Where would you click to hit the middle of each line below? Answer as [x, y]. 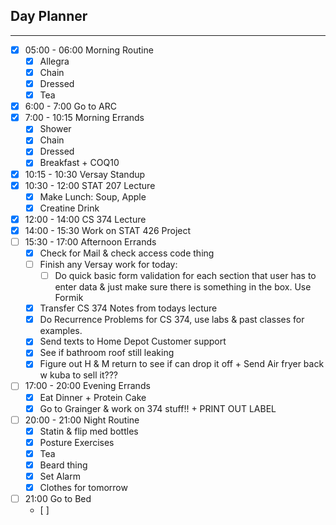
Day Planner [49, 16]
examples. [61, 331]
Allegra [54, 61]
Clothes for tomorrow [83, 487]
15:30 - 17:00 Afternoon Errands [90, 241]
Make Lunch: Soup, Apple [93, 196]
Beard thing [63, 465]
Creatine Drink [69, 208]
